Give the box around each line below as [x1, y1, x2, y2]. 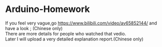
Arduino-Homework [5, 3, 90, 15]
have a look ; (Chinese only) [5, 25, 63, 31]
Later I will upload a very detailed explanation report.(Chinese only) [5, 36, 143, 42]
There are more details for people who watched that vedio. [5, 30, 126, 36]
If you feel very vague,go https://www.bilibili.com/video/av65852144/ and [5, 20, 157, 26]
